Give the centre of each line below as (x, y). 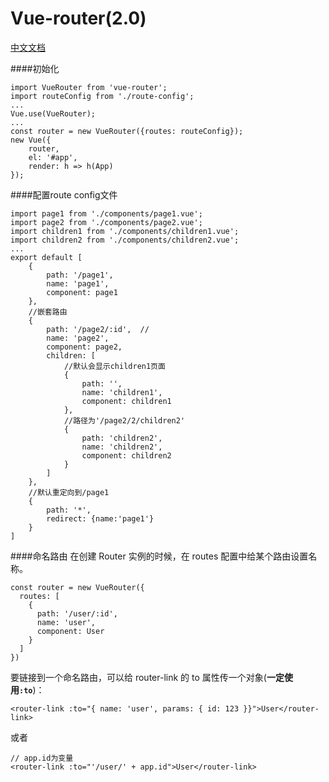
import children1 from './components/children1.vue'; (125, 231)
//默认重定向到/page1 (69, 492)
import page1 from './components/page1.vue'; (106, 213)
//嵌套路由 (48, 312)
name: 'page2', (78, 338)
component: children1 (126, 401)
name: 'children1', (122, 392)
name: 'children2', (122, 447)
